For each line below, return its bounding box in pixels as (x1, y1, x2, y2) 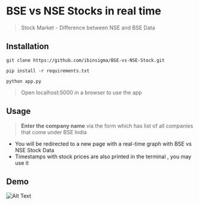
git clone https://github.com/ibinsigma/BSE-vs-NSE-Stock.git (6, 57, 165, 64)
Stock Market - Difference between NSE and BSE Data (20, 24, 156, 31)
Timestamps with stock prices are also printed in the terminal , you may (14, 153, 192, 160)
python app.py (6, 78, 42, 85)
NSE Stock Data (14, 146, 55, 153)
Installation (6, 41, 49, 52)
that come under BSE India (20, 128, 87, 135)
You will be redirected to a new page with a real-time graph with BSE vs (14, 140, 192, 147)
